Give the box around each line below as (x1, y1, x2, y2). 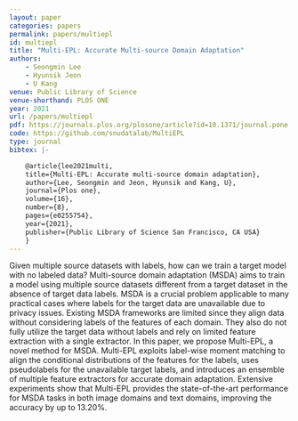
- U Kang (25, 79, 58, 88)
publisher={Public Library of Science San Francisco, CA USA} (25, 228, 261, 237)
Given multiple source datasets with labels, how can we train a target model (9, 260, 286, 271)
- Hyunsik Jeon (25, 71, 82, 80)
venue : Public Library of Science (9, 87, 138, 96)
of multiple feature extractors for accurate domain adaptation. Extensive (9, 374, 274, 385)
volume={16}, (25, 195, 74, 204)
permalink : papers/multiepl (9, 29, 114, 38)
